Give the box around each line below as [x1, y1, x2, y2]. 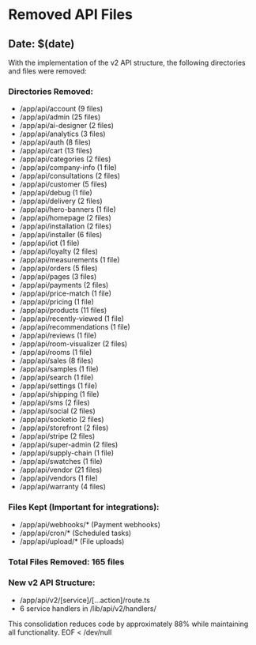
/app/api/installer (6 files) [19, 230, 103, 240]
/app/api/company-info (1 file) [19, 163, 117, 172]
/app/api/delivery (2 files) [19, 196, 103, 206]
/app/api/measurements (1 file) [19, 255, 120, 265]
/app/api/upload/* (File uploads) [19, 536, 125, 546]
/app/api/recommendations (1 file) [19, 322, 130, 332]
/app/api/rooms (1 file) [19, 348, 92, 357]
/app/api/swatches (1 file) [19, 457, 103, 466]
